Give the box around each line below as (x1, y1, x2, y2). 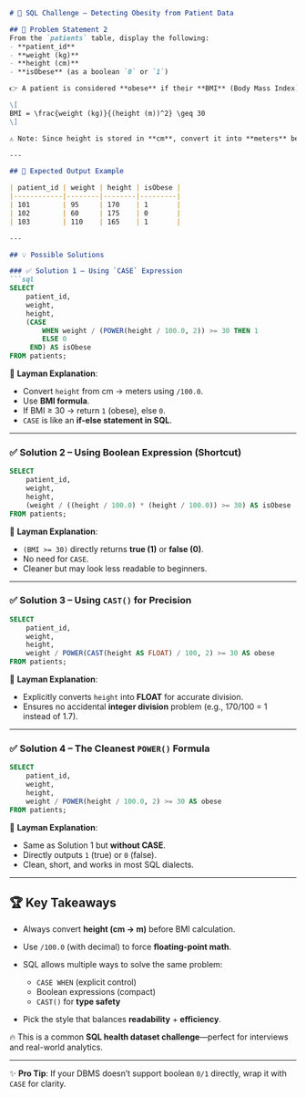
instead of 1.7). (22, 711, 79, 722)
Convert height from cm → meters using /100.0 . (22, 386, 203, 396)
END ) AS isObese (29, 343, 92, 352)
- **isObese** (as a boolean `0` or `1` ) (9, 68, 169, 77)
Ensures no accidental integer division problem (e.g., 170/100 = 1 (22, 701, 268, 712)
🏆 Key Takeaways (9, 895, 117, 911)
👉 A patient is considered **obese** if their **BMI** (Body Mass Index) (9, 84, 300, 93)
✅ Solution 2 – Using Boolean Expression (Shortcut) (9, 445, 242, 458)
